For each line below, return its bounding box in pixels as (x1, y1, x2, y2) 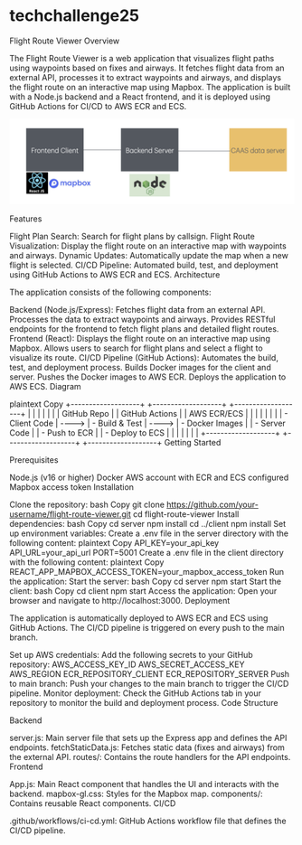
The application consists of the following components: (9, 286, 212, 297)
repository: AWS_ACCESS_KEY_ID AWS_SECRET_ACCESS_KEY (9, 659, 245, 670)
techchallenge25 (9, 5, 140, 26)
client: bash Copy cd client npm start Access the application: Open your (9, 585, 278, 596)
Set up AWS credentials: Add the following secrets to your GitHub (9, 649, 253, 660)
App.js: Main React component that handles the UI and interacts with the (9, 778, 279, 789)
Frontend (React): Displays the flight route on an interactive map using (9, 333, 271, 343)
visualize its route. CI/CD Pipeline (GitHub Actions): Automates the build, (9, 352, 278, 362)
